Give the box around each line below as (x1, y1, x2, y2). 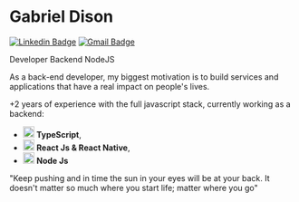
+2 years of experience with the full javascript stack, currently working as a (9, 98, 292, 110)
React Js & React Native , (35, 142, 130, 153)
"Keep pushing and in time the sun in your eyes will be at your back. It (9, 172, 270, 183)
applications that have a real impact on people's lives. (9, 81, 210, 91)
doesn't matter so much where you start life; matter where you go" (9, 182, 258, 193)
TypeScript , (35, 129, 82, 139)
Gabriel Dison (9, 6, 114, 27)
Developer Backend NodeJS (9, 53, 115, 64)
